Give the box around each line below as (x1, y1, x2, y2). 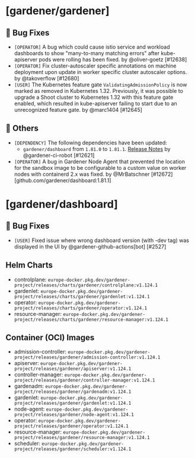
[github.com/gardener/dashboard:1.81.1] (14, 176, 111, 184)
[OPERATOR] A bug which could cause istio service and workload (14, 43, 170, 50)
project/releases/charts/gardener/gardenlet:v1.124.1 (14, 293, 150, 299)
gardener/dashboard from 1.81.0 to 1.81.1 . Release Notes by (23, 145, 171, 152)
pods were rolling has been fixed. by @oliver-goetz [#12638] (39, 56, 187, 63)
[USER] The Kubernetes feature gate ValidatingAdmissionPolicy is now (14, 81, 187, 88)
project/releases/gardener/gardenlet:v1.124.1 (14, 401, 132, 407)
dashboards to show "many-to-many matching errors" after (14, 50, 160, 57)
